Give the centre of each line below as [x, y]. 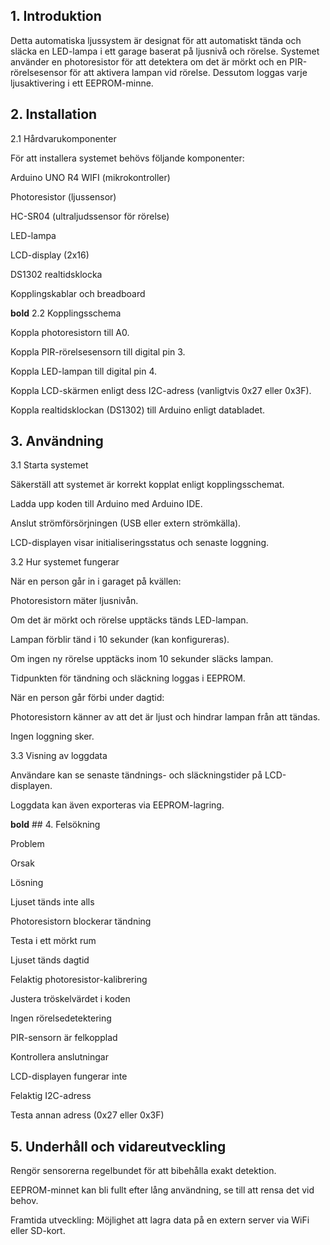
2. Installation [54, 114]
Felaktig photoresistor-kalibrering [79, 980]
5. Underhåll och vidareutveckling [118, 1146]
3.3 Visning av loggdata [59, 756]
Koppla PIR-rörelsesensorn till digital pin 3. [98, 351]
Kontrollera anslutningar [59, 1057]
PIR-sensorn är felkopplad [64, 1038]
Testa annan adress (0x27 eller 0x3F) [87, 1115]
